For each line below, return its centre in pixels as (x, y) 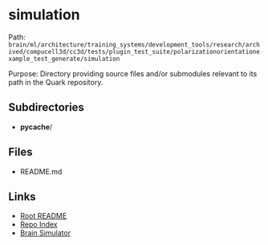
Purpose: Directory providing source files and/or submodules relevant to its (133, 73)
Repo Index (39, 225)
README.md (41, 171)
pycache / (36, 127)
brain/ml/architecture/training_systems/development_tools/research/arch (134, 45)
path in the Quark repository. (56, 82)
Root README (43, 216)
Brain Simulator (45, 233)
